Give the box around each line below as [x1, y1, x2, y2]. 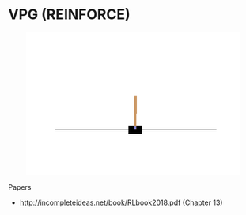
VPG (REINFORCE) [8, 6, 131, 24]
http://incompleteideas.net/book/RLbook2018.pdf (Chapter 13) [19, 198, 223, 207]
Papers [8, 182, 32, 191]
